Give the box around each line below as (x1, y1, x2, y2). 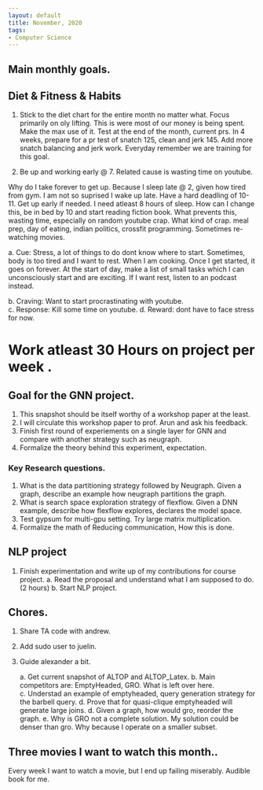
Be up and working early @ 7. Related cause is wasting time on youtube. (19, 167, 254, 177)
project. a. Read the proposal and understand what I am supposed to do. (19, 574, 254, 584)
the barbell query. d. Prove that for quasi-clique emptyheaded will (19, 697, 233, 707)
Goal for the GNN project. (8, 389, 135, 402)
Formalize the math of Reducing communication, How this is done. (19, 522, 235, 532)
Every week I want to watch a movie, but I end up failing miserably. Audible (8, 766, 250, 776)
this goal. (19, 152, 49, 161)
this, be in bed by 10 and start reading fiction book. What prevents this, (8, 208, 237, 217)
